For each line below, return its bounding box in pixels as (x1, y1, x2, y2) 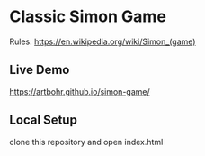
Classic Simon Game (9, 6, 166, 27)
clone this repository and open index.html (9, 136, 164, 147)
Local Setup (9, 113, 78, 128)
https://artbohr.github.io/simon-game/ (9, 86, 150, 96)
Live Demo (9, 62, 70, 78)
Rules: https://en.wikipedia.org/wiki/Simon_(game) (9, 36, 196, 47)
